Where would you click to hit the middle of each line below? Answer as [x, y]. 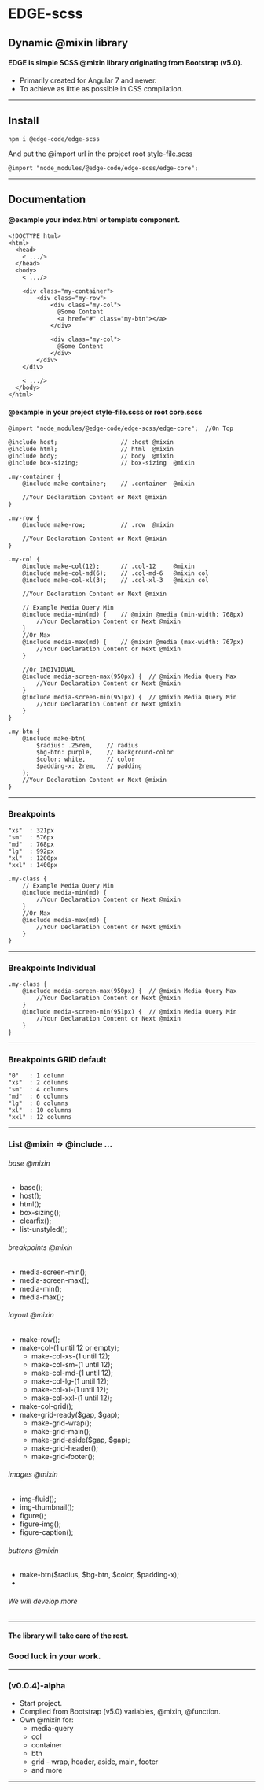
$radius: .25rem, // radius [88, 746]
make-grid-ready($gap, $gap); [70, 1414]
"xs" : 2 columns [38, 1083]
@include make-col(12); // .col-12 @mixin [108, 567]
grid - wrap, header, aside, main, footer [95, 1762]
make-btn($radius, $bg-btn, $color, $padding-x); [99, 1575]
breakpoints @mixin [40, 1247]
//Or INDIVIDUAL [49, 670]
